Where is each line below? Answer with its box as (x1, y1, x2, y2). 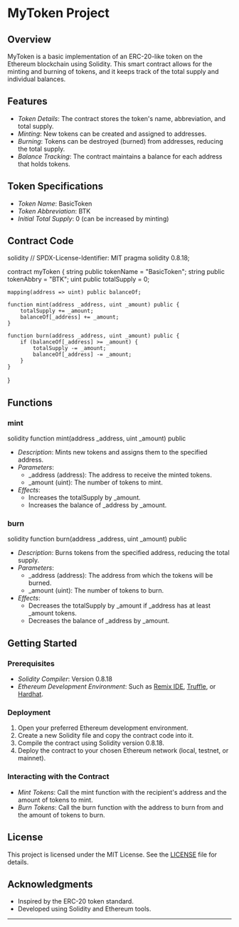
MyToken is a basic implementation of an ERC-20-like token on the (7, 52, 203, 60)
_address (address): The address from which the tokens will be (28, 571, 213, 580)
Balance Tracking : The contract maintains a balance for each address (17, 152, 223, 161)
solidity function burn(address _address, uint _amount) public (7, 535, 187, 544)
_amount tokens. (28, 609, 77, 618)
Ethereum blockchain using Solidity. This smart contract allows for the (7, 60, 213, 68)
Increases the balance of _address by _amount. (28, 501, 167, 509)
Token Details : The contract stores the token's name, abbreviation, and (17, 114, 226, 122)
